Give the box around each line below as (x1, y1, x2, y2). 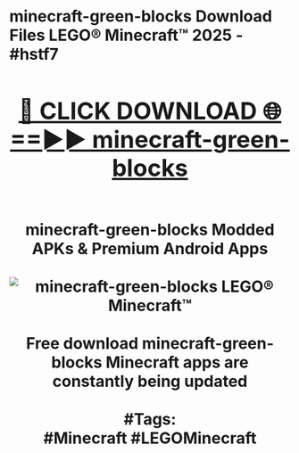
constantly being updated (52, 371, 248, 391)
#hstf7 (9, 45, 60, 64)
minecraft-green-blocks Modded (25, 219, 275, 240)
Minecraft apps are (105, 352, 249, 372)
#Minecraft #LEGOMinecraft (43, 428, 257, 448)
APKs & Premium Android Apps (31, 238, 269, 259)
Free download (25, 333, 139, 353)
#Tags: (123, 408, 177, 429)
